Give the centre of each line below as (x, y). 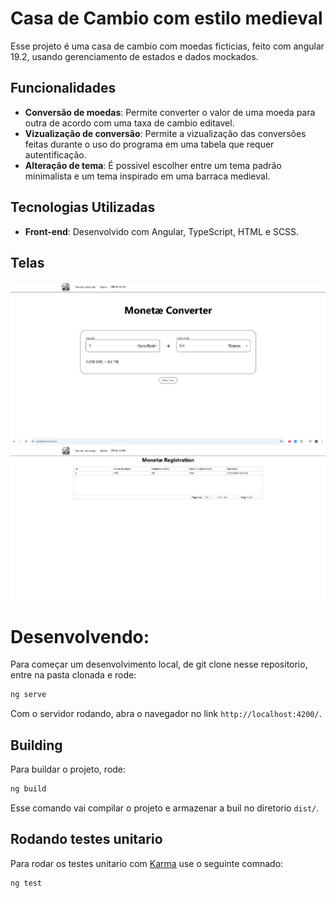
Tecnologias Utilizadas (83, 207)
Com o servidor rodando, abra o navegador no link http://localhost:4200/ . (166, 714)
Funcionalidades (63, 88)
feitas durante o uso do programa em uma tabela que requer (149, 144)
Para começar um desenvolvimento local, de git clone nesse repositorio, (159, 664)
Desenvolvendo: (80, 636)
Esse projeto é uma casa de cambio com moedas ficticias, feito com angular (167, 46)
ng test (26, 883)
